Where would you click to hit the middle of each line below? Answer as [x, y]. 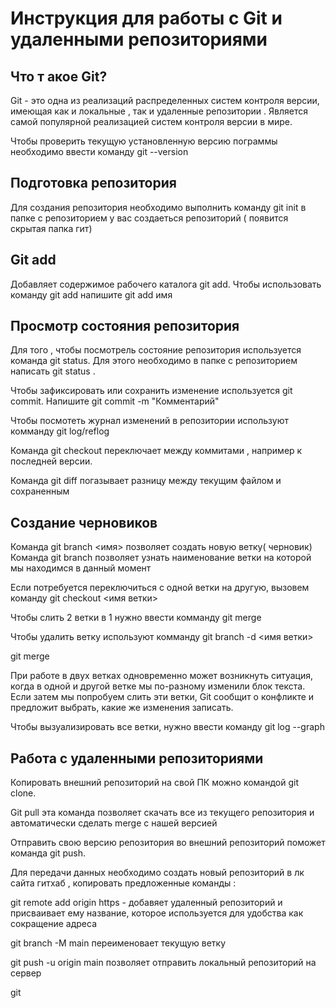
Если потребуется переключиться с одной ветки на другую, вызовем [160, 588]
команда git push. [48, 853]
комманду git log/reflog [60, 431]
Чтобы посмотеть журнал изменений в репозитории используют [149, 421]
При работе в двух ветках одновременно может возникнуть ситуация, [162, 676]
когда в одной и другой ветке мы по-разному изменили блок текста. [158, 686]
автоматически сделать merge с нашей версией [114, 823]
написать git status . [53, 371]
